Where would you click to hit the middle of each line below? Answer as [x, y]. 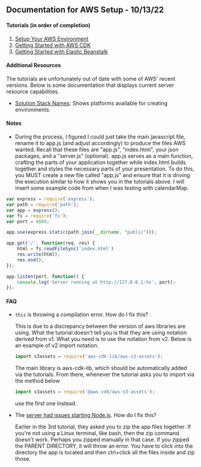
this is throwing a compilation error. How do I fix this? [81, 315]
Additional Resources [34, 65]
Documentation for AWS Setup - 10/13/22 [85, 10]
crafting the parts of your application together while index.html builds [100, 162]
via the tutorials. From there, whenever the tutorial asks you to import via [105, 375]
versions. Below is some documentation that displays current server [90, 85]
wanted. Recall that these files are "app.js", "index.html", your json [97, 149]
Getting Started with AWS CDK [53, 45]
